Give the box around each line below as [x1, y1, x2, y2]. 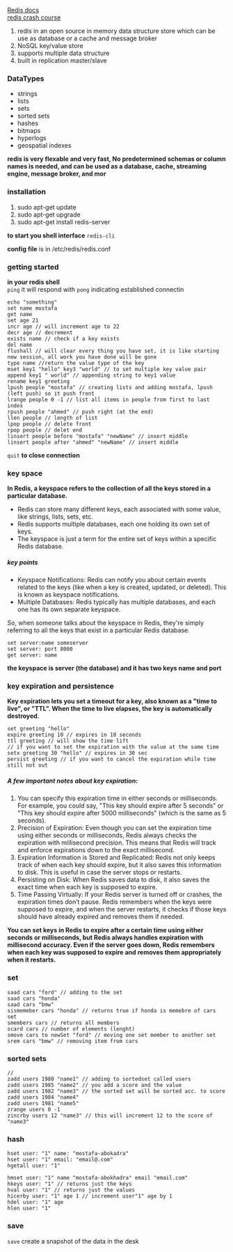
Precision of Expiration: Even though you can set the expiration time [17, 824, 212, 832]
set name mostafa [7, 304, 58, 312]
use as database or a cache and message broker [17, 34, 158, 42]
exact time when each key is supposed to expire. [17, 883, 158, 891]
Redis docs [7, 6, 40, 14]
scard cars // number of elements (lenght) [7, 1025, 136, 1033]
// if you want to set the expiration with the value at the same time [7, 744, 219, 751]
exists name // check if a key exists [7, 335, 120, 342]
